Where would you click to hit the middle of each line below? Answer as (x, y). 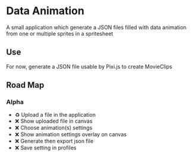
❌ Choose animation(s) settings (53, 128)
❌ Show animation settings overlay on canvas (70, 134)
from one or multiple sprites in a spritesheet (60, 33)
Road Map (25, 85)
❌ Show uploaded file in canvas (53, 121)
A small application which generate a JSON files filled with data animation (96, 27)
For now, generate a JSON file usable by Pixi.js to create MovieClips (89, 66)
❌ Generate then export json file (54, 141)
